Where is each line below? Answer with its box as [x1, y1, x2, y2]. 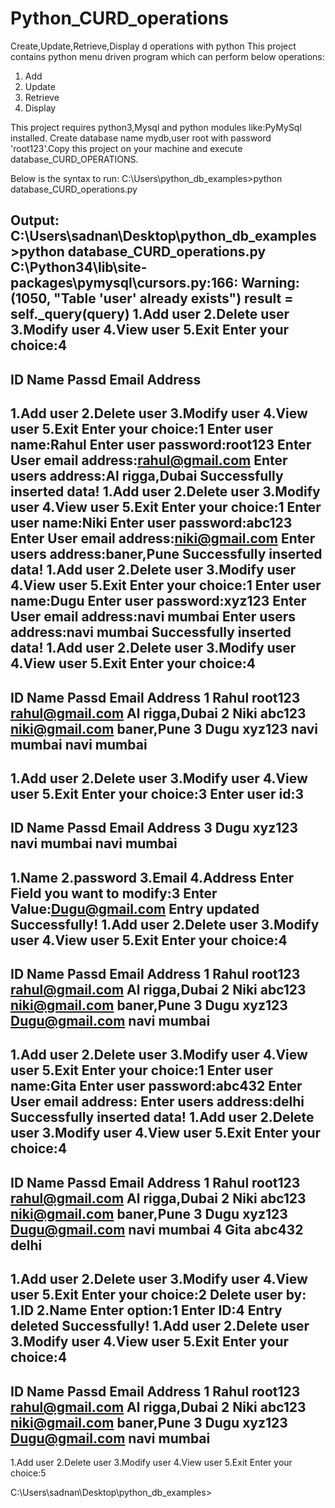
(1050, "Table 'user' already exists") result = [10, 290, 294, 307]
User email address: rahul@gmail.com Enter [10, 452, 288, 469]
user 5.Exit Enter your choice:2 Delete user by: [10, 1287, 307, 1304]
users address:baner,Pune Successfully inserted [10, 546, 323, 563]
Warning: [241, 275, 300, 292]
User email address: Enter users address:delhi [10, 1093, 305, 1111]
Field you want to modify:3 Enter [10, 885, 218, 902]
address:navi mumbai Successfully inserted [10, 624, 292, 641]
